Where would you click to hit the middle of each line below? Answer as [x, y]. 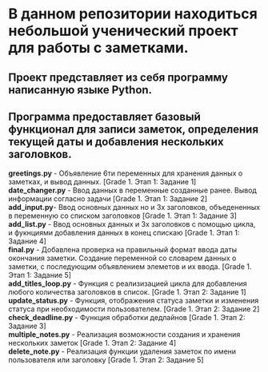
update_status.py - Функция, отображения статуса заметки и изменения [134, 301]
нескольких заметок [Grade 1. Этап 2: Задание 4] [92, 343]
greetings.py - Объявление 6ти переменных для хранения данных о [126, 173]
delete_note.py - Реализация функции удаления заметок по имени [122, 351]
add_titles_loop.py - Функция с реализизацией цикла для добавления [128, 283]
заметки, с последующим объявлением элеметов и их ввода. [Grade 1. [130, 267]
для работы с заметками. [99, 48]
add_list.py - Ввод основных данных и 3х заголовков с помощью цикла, [132, 224]
